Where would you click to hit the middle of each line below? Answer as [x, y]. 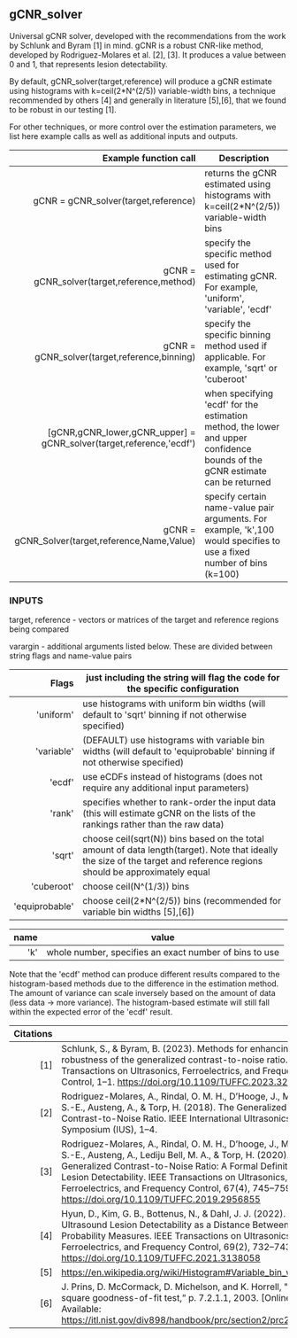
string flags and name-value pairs [71, 656]
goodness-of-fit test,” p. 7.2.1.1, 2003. [175, 1298]
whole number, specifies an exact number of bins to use [163, 953]
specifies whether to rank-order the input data [179, 803]
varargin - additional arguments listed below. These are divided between [141, 647]
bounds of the [234, 460]
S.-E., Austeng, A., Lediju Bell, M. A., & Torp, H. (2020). [175, 1155]
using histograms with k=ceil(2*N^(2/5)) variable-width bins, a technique [142, 90]
